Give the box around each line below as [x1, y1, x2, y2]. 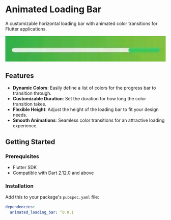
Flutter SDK [12, 164, 37, 171]
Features [5, 71, 34, 80]
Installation [5, 182, 34, 189]
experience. [12, 123, 38, 129]
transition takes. [12, 101, 47, 107]
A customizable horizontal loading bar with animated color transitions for [5, 20, 158, 26]
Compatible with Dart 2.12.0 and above [12, 170, 94, 176]
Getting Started [5, 137, 55, 146]
